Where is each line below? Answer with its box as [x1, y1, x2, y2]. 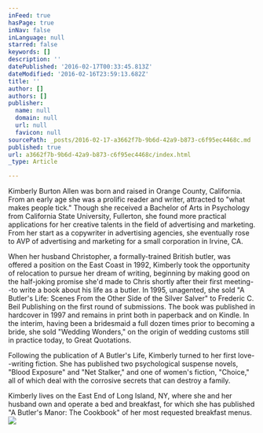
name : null [15, 107, 51, 115]
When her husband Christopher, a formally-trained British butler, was [8, 252, 232, 261]
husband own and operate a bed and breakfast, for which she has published [8, 399, 255, 409]
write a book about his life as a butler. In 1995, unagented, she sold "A [19, 285, 245, 295]
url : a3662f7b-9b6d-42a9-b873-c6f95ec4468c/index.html [8, 150, 192, 158]
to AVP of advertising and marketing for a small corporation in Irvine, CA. [8, 237, 243, 246]
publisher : [8, 99, 44, 107]
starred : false [8, 41, 58, 49]
